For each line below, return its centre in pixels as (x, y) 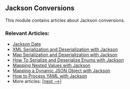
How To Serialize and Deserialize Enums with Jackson (68, 60)
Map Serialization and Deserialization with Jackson (65, 55)
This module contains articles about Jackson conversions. (65, 20)
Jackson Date (26, 44)
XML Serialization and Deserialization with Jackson (65, 49)
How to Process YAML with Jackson (50, 76)
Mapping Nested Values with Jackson (51, 65)
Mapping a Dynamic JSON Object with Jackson (61, 71)
